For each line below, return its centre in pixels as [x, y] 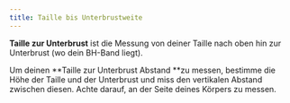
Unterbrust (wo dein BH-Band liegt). [76, 52]
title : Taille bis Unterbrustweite [76, 17]
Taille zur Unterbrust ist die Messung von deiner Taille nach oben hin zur [145, 43]
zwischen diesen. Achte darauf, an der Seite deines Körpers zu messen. [143, 89]
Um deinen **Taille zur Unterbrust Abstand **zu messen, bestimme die [143, 70]
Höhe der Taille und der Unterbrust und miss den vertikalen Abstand [136, 79]
